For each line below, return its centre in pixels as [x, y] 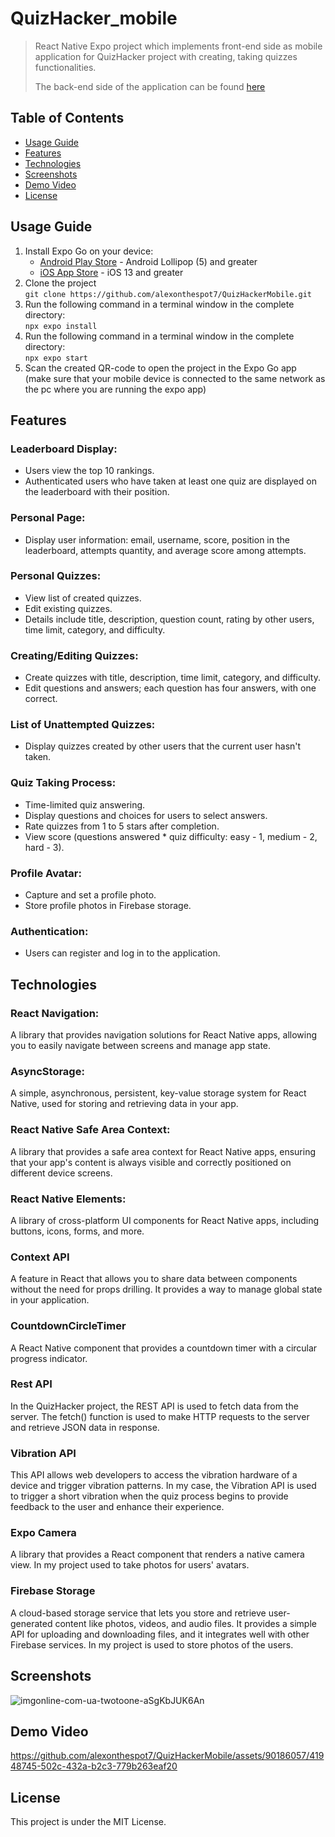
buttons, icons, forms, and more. [77, 1231]
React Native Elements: [68, 1199]
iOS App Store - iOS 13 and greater [111, 272]
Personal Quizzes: [56, 576]
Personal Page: [48, 518]
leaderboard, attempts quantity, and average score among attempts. [165, 550]
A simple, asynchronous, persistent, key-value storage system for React [158, 1093]
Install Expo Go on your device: [89, 251]
